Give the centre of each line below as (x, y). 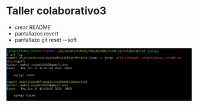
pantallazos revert (37, 33)
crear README (33, 27)
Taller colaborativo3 (56, 11)
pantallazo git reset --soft (46, 40)
